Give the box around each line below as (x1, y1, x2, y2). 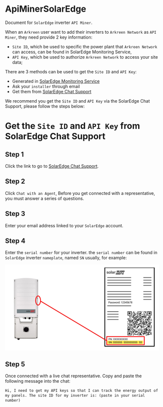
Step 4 (5, 236, 26, 245)
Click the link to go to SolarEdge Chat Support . (5, 163, 99, 169)
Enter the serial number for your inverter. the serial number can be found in (5, 250, 158, 256)
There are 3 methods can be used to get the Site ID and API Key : (5, 68, 137, 74)
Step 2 (5, 177, 25, 186)
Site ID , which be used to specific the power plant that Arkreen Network (12, 43, 158, 49)
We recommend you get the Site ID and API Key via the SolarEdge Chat (5, 98, 150, 104)
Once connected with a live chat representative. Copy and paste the (5, 373, 142, 379)
